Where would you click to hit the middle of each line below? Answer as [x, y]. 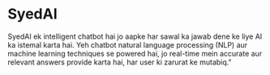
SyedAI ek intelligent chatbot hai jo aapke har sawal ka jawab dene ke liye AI [135, 36]
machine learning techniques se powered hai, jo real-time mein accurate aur [135, 53]
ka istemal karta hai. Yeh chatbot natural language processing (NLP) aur [128, 44]
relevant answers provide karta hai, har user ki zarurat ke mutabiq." [120, 62]
